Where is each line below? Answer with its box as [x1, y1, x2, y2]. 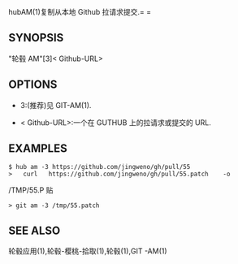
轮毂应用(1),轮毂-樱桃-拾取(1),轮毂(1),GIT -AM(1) [8, 246, 168, 256]
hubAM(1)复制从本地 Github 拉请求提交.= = [8, 7, 152, 16]
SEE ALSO [8, 223, 61, 237]
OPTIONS [8, 78, 58, 92]
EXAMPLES [8, 141, 67, 156]
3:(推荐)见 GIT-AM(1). [19, 100, 92, 110]
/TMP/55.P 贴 [8, 185, 54, 195]
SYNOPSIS [8, 31, 64, 45]
